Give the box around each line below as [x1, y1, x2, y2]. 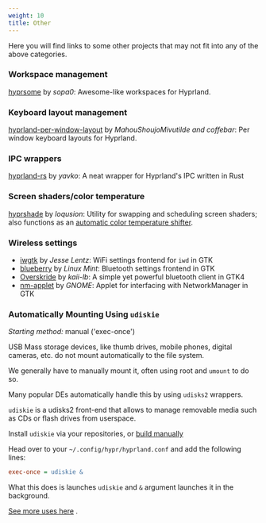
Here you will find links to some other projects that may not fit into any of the [8, 40, 259, 50]
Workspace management [8, 69, 109, 80]
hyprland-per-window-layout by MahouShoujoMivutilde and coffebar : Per [8, 125, 250, 135]
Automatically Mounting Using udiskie [8, 309, 160, 320]
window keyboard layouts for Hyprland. [8, 133, 137, 143]
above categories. [8, 49, 67, 59]
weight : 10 [8, 11, 44, 20]
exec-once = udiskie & [8, 468, 83, 476]
